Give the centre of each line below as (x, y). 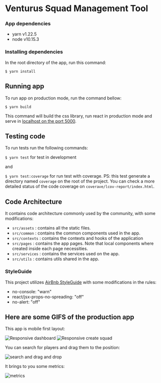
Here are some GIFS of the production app (70, 317)
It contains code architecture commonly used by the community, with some (80, 214)
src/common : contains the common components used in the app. (76, 233)
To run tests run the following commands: (47, 148)
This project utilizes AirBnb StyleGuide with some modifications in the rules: (81, 282)
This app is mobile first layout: (35, 329)
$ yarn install (20, 71)
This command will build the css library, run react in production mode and (79, 116)
